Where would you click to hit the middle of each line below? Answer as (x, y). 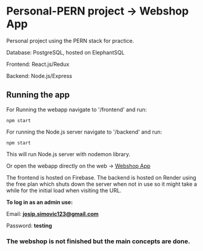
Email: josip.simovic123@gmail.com (52, 214)
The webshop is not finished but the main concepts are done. (98, 241)
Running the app (38, 95)
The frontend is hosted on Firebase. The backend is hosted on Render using (101, 177)
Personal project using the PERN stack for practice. (70, 41)
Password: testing (29, 226)
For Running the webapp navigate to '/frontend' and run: (77, 109)
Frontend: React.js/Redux (38, 64)
